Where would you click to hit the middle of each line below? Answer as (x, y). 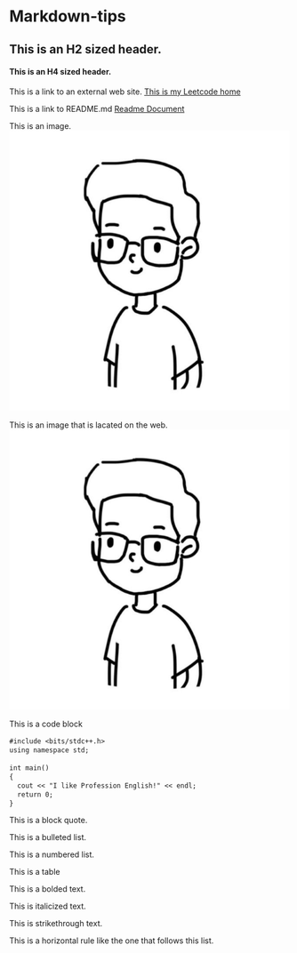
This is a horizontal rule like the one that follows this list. (112, 941)
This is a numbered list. (52, 854)
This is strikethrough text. (56, 923)
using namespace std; (49, 750)
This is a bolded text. (48, 889)
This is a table (35, 871)
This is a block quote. (48, 820)
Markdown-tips (68, 16)
